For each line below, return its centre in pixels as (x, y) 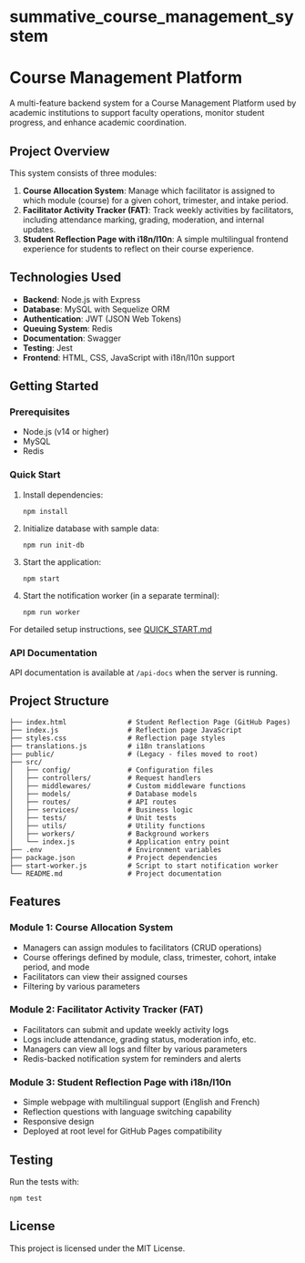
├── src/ (26, 762)
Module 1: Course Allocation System (91, 928)
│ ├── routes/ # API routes (93, 802)
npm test (26, 1198)
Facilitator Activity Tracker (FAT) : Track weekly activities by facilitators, (158, 210)
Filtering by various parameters (81, 986)
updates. (39, 229)
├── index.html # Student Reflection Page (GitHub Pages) (150, 722)
